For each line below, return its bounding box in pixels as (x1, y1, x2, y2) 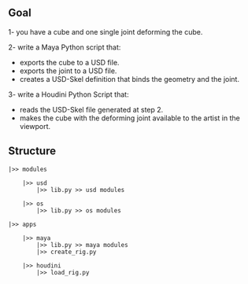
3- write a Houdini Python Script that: (8, 90, 129, 99)
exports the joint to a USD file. (19, 66, 117, 76)
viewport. (19, 121, 51, 131)
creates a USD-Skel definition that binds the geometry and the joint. (19, 74, 240, 83)
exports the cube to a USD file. (19, 57, 120, 67)
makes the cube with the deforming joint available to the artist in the (19, 113, 240, 123)
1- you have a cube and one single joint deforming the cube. (8, 27, 203, 36)
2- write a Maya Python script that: (8, 42, 121, 52)
